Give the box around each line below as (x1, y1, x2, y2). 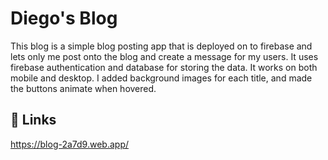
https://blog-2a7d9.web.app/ (10, 138, 129, 150)
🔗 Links (10, 112, 57, 129)
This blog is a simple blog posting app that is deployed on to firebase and (10, 40, 313, 52)
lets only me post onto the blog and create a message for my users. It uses (10, 50, 319, 62)
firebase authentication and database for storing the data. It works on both (10, 61, 318, 73)
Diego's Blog (10, 7, 118, 30)
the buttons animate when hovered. (10, 82, 157, 94)
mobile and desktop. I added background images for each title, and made (10, 72, 313, 84)
